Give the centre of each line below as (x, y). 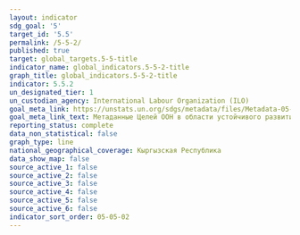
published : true (39, 51)
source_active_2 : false (54, 175)
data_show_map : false (50, 159)
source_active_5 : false (54, 201)
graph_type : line (42, 142)
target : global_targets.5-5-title (74, 59)
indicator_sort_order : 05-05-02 (69, 217)
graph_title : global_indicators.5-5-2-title (93, 76)
